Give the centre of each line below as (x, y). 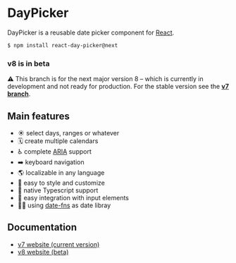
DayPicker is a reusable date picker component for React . (91, 32)
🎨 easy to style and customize (61, 183)
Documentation (42, 227)
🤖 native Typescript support (58, 190)
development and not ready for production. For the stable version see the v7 (118, 87)
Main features (39, 116)
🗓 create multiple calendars (58, 141)
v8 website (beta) (43, 252)
